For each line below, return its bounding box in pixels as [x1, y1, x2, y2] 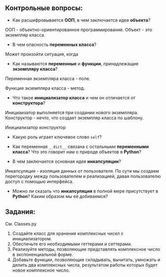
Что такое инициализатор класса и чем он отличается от [12, 94, 136, 100]
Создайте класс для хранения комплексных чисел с [12, 230, 124, 236]
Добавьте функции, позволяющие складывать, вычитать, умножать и [12, 257, 161, 263]
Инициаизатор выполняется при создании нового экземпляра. [5, 109, 139, 115]
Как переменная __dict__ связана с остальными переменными [12, 143, 149, 149]
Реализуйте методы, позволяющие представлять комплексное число [12, 246, 161, 252]
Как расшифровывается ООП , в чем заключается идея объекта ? [12, 17, 151, 23]
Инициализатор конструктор [5, 124, 66, 130]
